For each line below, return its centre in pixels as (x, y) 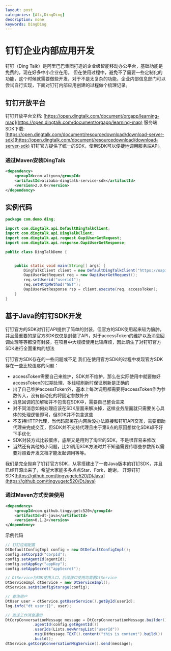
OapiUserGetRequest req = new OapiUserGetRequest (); (81, 275)
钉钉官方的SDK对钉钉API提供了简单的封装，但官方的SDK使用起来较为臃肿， (85, 329)
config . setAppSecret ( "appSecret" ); (43, 568)
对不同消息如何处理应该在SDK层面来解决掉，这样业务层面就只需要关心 (86, 408)
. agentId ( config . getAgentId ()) (66, 625)
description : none (25, 19)
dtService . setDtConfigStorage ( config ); (48, 587)
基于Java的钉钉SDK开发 (44, 316)
